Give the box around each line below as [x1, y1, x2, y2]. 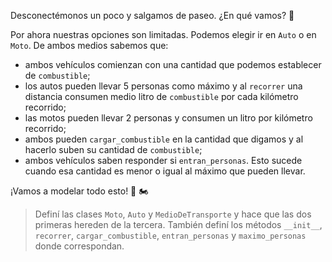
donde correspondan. [34, 240, 125, 252]
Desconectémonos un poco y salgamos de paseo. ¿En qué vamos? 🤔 [10, 10, 295, 21]
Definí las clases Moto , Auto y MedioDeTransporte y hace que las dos [34, 208, 312, 220]
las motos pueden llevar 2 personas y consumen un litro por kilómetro [24, 112, 313, 124]
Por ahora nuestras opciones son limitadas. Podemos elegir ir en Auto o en [10, 29, 317, 40]
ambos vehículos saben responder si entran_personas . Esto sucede [24, 155, 303, 166]
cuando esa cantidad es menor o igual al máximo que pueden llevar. [24, 165, 306, 177]
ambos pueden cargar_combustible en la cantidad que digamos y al [24, 133, 304, 145]
